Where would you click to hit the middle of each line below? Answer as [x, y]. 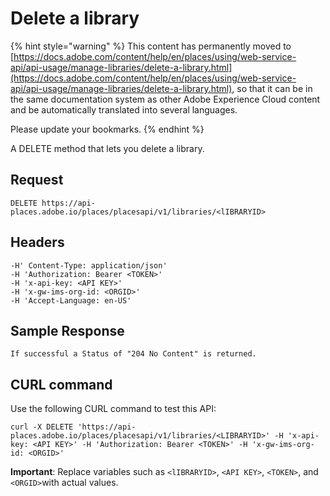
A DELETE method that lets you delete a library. [107, 148]
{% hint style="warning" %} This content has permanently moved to [151, 46]
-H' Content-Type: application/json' [89, 265]
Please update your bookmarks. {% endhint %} [107, 129]
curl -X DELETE [42, 427]
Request [37, 180]
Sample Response [67, 330]
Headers [37, 242]
